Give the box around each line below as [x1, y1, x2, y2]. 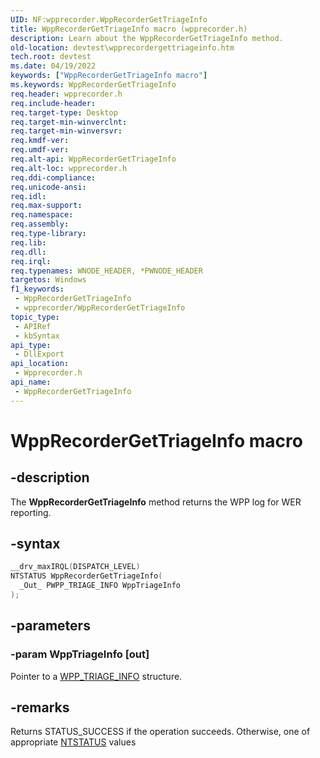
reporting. [10, 506, 52, 518]
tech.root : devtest [10, 52, 92, 62]
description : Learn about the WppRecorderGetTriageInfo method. [10, 33, 284, 43]
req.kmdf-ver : [10, 136, 70, 146]
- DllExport [14, 349, 65, 360]
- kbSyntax [14, 331, 60, 341]
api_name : [10, 377, 52, 387]
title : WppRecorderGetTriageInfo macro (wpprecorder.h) [10, 24, 248, 34]
